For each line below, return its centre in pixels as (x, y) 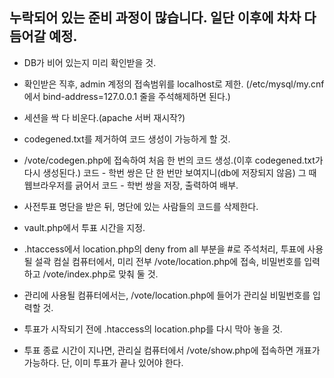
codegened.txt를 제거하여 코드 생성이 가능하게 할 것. (127, 139)
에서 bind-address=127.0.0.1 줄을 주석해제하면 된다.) (127, 96)
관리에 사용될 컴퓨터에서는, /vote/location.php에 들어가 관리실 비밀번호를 (167, 295)
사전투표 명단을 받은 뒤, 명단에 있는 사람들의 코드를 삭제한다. (141, 206)
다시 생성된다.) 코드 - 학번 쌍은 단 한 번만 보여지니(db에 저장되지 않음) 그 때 (170, 172)
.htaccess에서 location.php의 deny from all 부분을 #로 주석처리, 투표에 (164, 249)
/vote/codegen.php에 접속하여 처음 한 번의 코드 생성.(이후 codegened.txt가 (173, 160)
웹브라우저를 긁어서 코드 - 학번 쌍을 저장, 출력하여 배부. (131, 185)
